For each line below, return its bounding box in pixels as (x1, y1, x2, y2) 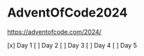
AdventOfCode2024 (7, 5, 128, 21)
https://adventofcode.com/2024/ (7, 28, 102, 36)
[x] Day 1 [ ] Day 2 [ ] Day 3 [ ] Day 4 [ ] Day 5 (7, 41, 137, 49)
